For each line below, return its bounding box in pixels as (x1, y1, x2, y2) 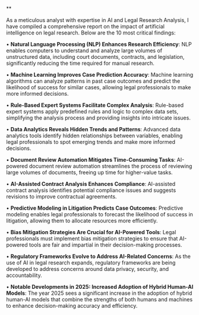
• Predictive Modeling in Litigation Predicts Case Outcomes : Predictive (6, 204, 184, 212)
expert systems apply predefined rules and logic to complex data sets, (6, 108, 179, 115)
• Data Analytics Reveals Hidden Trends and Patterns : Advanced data (6, 126, 181, 133)
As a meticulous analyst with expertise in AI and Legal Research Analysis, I (6, 17, 189, 23)
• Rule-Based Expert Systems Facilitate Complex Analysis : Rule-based (6, 102, 184, 109)
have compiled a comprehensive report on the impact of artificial (6, 23, 165, 30)
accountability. (6, 272, 43, 279)
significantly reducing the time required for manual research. (6, 59, 154, 67)
